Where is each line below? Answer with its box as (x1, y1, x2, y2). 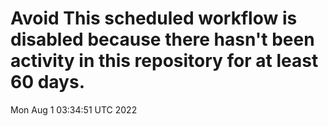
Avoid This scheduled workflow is (10, 7, 298, 30)
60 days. (10, 71, 86, 94)
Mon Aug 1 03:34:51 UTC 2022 (10, 103, 138, 116)
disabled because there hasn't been (10, 28, 315, 51)
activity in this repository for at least (10, 50, 319, 72)
